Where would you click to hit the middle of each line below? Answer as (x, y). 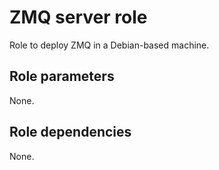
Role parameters (62, 76)
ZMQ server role (78, 17)
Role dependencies (70, 132)
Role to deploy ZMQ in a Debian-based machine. (109, 45)
